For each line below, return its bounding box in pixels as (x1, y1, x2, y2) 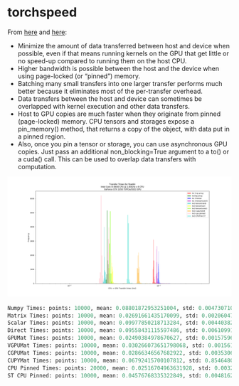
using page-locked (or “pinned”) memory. (17, 72, 141, 80)
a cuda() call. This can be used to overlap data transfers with (17, 154, 196, 163)
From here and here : (7, 28, 68, 36)
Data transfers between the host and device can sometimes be (17, 94, 203, 103)
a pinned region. (17, 132, 66, 141)
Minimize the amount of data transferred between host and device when (17, 41, 230, 50)
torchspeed (7, 4, 78, 21)
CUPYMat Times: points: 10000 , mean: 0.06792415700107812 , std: (7, 357, 202, 364)
